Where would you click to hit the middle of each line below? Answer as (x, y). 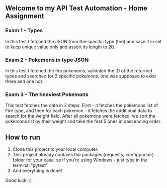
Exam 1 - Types (24, 31)
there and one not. (24, 81)
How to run (23, 137)
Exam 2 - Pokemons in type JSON (47, 60)
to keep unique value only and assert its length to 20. (60, 47)
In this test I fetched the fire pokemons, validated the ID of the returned (79, 70)
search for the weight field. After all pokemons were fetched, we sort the (80, 116)
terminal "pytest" (30, 165)
